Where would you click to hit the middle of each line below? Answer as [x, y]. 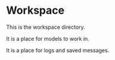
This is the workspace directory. [46, 27]
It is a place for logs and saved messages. [58, 50]
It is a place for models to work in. [48, 38]
